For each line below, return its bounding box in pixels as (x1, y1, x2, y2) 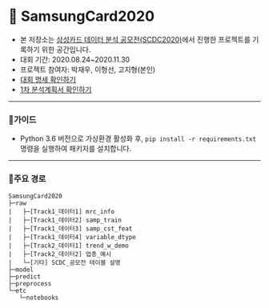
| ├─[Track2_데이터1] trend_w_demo (8, 242, 130, 250)
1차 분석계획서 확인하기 (19, 84, 92, 94)
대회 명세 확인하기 (19, 74, 76, 84)
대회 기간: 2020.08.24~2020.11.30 (19, 54, 130, 64)
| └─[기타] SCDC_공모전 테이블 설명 (8, 258, 121, 266)
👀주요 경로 (8, 174, 46, 185)
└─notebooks (18, 294, 59, 302)
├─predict (8, 272, 42, 281)
